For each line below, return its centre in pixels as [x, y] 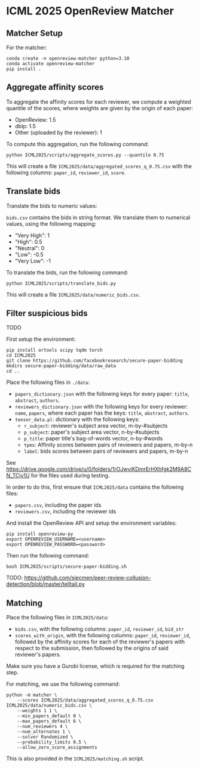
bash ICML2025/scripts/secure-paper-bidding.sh [67, 567]
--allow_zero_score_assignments [57, 748]
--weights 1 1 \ [37, 711]
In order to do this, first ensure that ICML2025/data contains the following [95, 487]
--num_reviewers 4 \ [42, 727]
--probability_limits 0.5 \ [52, 742]
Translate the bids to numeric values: [52, 205]
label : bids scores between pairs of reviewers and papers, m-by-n [106, 451]
